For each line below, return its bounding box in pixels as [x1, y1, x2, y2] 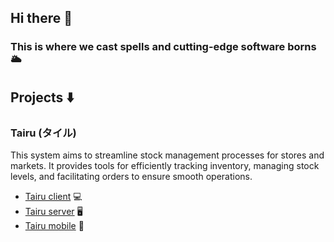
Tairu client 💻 [24, 191, 83, 202]
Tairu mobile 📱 [24, 220, 85, 231]
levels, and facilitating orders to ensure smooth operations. [10, 171, 253, 182]
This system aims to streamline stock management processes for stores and [10, 149, 325, 161]
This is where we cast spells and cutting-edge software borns [10, 40, 317, 54]
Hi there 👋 [10, 10, 73, 27]
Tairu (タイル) [10, 126, 77, 140]
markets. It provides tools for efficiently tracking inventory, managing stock [10, 160, 320, 171]
